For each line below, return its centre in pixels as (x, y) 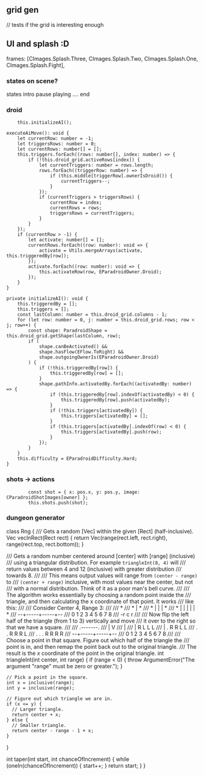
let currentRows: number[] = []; (60, 149)
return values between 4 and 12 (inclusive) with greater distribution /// (94, 569)
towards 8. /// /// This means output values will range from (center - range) (102, 575)
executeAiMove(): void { (38, 134)
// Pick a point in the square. (47, 677)
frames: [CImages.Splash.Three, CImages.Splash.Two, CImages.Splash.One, (102, 59)
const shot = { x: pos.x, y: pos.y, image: (84, 492)
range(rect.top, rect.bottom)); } (45, 544)
